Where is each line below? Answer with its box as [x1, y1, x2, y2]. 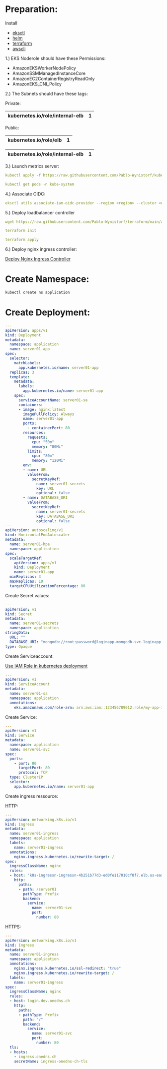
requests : [27, 435, 48, 440]
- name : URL [23, 467, 48, 473]
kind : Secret [5, 611, 32, 617]
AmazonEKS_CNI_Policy [12, 81, 62, 87]
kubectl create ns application [5, 290, 70, 295]
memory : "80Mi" [31, 444, 64, 449]
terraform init [5, 228, 37, 233]
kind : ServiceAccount [5, 682, 50, 687]
